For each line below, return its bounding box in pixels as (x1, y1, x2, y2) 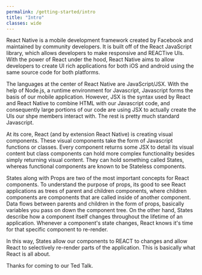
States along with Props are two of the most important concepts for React (6, 175, 189, 182)
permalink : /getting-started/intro (6, 8, 96, 15)
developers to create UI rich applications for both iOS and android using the (6, 62, 194, 70)
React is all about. (6, 250, 51, 257)
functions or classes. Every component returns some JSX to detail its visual (6, 143, 194, 151)
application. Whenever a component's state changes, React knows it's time (6, 219, 194, 227)
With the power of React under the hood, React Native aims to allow (6, 56, 175, 63)
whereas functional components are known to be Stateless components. (6, 163, 186, 170)
